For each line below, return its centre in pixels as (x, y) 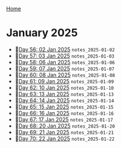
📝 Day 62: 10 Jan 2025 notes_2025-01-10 (64, 87)
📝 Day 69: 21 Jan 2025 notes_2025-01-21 (64, 132)
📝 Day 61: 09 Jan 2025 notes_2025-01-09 (64, 81)
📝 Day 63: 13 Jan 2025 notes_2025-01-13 (64, 94)
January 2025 (42, 33)
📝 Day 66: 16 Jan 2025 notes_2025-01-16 (64, 113)
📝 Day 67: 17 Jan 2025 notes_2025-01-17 (64, 119)
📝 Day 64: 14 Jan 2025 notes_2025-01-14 (64, 100)
